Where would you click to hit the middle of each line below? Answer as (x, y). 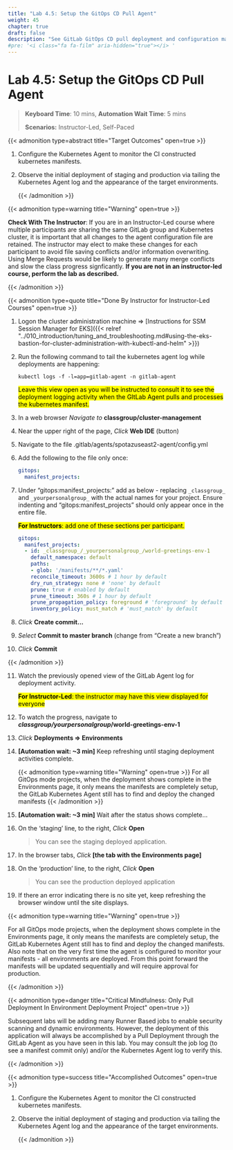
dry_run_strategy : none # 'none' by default (96, 583)
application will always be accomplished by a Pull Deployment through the (114, 1036)
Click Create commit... (50, 622)
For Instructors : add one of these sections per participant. (101, 526)
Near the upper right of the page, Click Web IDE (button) (98, 431)
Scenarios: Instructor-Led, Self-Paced (80, 127)
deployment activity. (47, 683)
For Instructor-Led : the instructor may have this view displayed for (113, 696)
